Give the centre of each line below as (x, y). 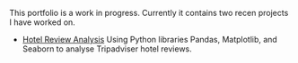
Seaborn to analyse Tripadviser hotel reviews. (107, 49)
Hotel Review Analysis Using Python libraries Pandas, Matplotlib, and (150, 39)
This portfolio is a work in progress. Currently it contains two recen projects (149, 13)
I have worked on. (43, 22)
